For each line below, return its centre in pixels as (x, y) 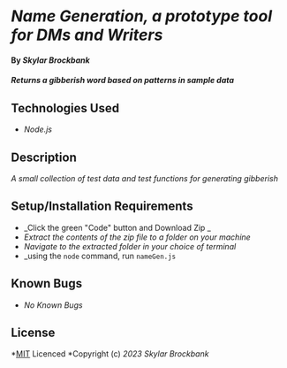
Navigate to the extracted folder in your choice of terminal (130, 246)
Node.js (38, 129)
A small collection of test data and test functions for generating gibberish (144, 178)
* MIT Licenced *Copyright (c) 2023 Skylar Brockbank (110, 354)
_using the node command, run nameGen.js (100, 256)
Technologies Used (65, 108)
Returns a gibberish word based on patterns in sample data (122, 80)
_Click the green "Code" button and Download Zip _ (117, 227)
